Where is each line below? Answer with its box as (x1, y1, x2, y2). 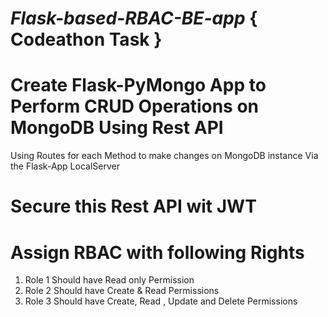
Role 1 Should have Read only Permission (24, 274, 195, 286)
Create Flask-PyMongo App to (10, 74, 267, 97)
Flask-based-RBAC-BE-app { (10, 7, 258, 30)
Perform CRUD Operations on (10, 95, 260, 118)
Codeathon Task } (10, 28, 163, 51)
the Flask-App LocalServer (10, 160, 120, 172)
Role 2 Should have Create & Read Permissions (24, 285, 220, 297)
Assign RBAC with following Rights (10, 241, 305, 264)
